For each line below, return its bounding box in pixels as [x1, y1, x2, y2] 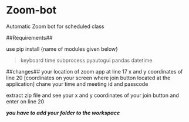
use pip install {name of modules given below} [6, 45, 119, 53]
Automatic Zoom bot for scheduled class [6, 23, 104, 30]
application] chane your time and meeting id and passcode [6, 80, 148, 88]
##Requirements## [6, 34, 53, 41]
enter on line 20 [6, 97, 45, 105]
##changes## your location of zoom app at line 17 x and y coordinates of [6, 68, 183, 75]
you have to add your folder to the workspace [6, 109, 120, 116]
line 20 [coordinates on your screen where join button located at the [6, 74, 171, 81]
